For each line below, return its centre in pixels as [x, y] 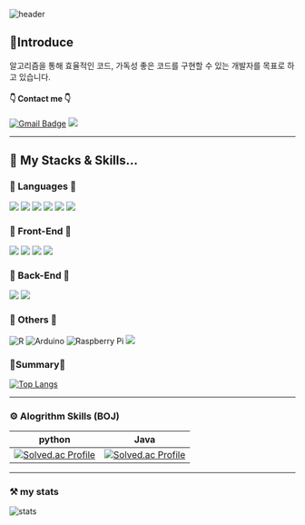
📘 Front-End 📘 [40, 231]
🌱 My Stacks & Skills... [74, 160]
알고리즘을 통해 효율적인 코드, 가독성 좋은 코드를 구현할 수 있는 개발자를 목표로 [148, 65]
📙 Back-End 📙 [39, 275]
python [54, 440]
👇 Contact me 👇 [40, 99]
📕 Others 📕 [33, 320]
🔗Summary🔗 [38, 364]
